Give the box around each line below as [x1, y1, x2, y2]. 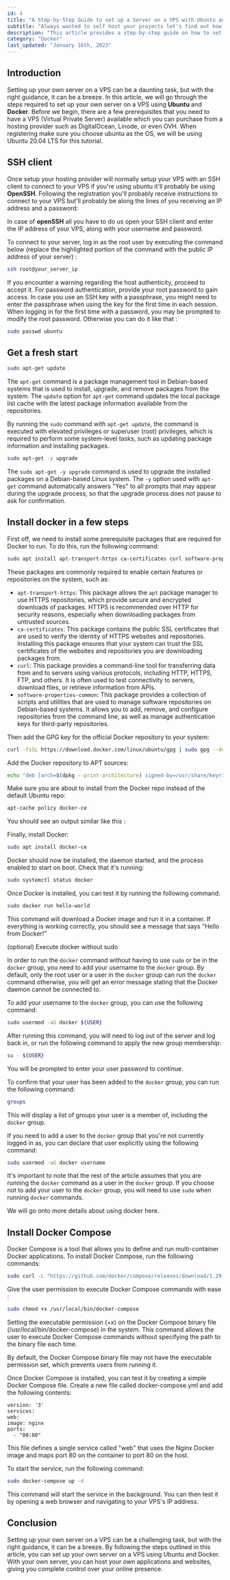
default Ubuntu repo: [7, 791, 66, 800]
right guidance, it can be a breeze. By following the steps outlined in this [7, 1542, 211, 1551]
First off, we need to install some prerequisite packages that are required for [7, 535, 222, 543]
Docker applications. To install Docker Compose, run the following [7, 1252, 194, 1260]
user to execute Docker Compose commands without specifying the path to [7, 1332, 221, 1340]
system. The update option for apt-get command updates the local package [7, 392, 220, 400]
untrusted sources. [16, 617, 71, 625]
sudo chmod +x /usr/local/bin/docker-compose [7, 1305, 139, 1313]
